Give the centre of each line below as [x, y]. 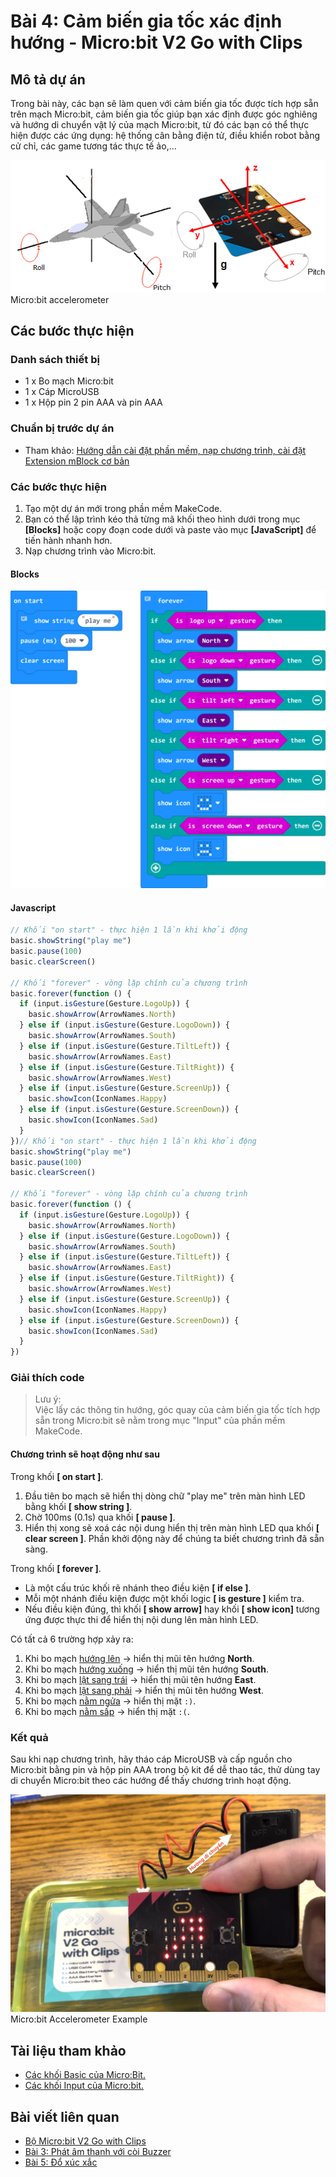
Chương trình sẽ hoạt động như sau [85, 1454]
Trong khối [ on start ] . [57, 1476]
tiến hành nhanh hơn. [68, 540]
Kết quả [29, 1737]
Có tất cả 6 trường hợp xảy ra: [72, 1639]
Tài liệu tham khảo [68, 2050]
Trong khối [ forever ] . [56, 1568]
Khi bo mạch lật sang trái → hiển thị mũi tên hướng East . [140, 1679]
